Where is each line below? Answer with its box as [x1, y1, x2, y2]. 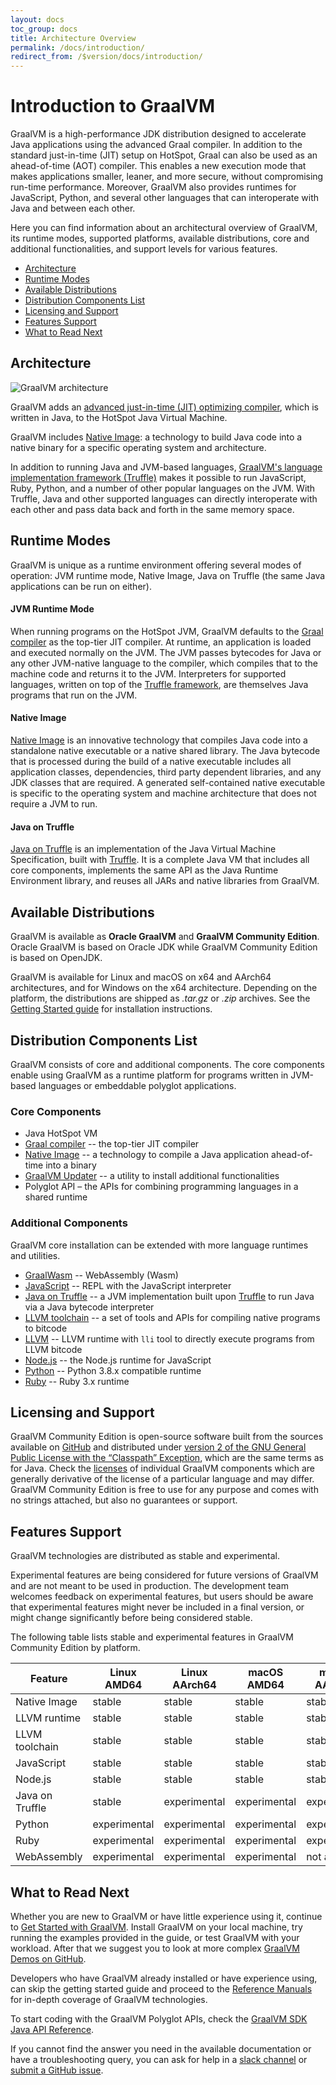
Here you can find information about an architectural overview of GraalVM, [10, 222, 318, 234]
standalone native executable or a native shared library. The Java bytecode [10, 745, 321, 757]
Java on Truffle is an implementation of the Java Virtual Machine [10, 843, 277, 855]
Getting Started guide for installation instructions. [10, 1003, 213, 1015]
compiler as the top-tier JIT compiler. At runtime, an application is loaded [10, 636, 312, 648]
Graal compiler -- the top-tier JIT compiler [24, 1138, 200, 1150]
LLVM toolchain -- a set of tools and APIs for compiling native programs [24, 1311, 321, 1323]
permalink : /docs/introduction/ [10, 42, 145, 53]
